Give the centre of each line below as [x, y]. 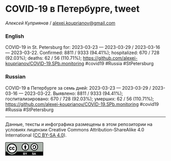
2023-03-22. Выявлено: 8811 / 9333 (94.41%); [74, 93]
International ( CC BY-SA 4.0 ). [36, 135]
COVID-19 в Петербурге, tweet [73, 9]
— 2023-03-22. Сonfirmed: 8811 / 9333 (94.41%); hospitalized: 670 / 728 [82, 53]
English [15, 36]
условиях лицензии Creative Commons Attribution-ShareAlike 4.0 [75, 129]
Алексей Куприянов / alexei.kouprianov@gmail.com [60, 23]
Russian [16, 77]
